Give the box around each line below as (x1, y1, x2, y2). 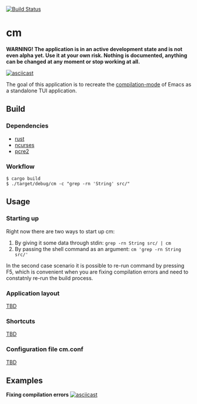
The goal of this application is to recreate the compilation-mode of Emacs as (6, 81, 192, 88)
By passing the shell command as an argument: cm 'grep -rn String (14, 245, 181, 252)
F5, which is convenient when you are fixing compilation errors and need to (6, 268, 189, 275)
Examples (6, 375, 43, 385)
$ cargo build (6, 175, 41, 182)
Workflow (6, 162, 35, 171)
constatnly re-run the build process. (6, 274, 94, 282)
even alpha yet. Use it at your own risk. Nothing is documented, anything (6, 52, 188, 59)
